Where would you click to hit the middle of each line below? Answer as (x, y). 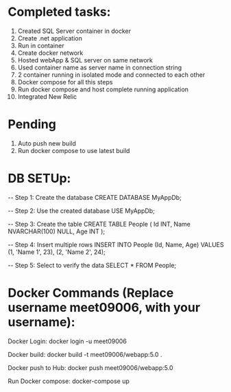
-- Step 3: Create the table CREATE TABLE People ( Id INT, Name (99, 224)
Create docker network (50, 53)
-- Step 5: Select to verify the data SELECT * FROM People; (92, 265)
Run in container (41, 45)
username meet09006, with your (104, 308)
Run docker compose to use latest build (74, 150)
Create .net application (50, 38)
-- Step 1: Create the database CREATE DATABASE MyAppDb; (95, 197)
